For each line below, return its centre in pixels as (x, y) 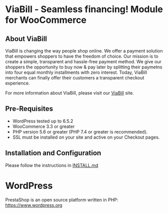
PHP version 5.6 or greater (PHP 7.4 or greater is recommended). (80, 132)
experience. (18, 83)
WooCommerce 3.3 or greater (43, 126)
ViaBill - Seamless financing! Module (84, 9)
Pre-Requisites (29, 109)
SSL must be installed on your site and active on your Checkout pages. (86, 137)
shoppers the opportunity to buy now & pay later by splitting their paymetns (84, 67)
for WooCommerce (46, 20)
